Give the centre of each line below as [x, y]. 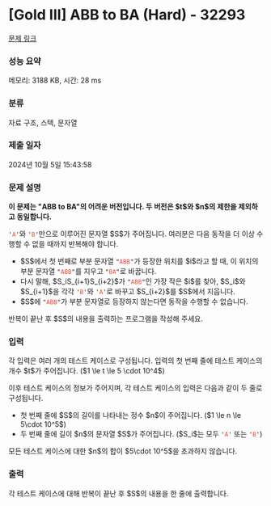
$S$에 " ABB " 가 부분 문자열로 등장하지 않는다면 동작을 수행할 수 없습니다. [134, 301]
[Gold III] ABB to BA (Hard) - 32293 [127, 15]
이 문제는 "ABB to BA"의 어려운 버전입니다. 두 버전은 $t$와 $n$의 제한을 [123, 207]
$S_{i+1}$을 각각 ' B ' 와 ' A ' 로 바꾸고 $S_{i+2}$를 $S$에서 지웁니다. [128, 292]
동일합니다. [34, 217]
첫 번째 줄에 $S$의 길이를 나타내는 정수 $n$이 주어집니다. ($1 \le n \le [130, 415]
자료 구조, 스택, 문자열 [43, 122]
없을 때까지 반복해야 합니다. [75, 244]
